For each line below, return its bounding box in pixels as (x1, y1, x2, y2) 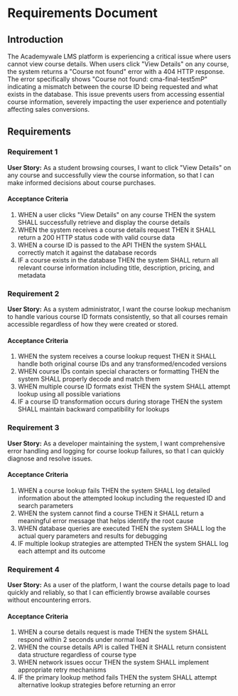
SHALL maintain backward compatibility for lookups (17, 405, 170, 413)
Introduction (7, 33, 64, 46)
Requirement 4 (7, 564, 60, 574)
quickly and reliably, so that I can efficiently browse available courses (7, 589, 211, 597)
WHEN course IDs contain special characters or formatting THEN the (17, 367, 220, 376)
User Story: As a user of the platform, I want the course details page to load (7, 581, 230, 589)
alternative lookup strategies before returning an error (17, 681, 176, 690)
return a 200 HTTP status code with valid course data (17, 233, 175, 241)
